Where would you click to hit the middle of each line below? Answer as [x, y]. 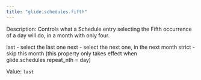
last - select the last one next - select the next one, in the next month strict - [101, 47]
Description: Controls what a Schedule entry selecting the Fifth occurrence [99, 29]
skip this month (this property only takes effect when [72, 53]
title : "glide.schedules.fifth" [47, 12]
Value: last [20, 71]
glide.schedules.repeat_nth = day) [49, 60]
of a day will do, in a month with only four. [58, 35]
